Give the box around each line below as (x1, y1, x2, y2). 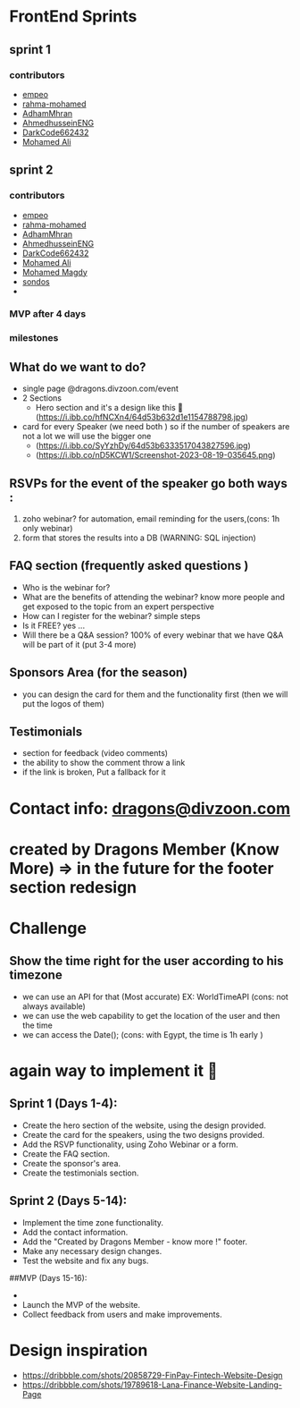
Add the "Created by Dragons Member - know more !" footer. (21, 1236, 248, 1247)
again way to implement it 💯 (9, 1061, 219, 1081)
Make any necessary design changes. (21, 1245, 162, 1256)
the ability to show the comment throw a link (21, 758, 186, 768)
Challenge (9, 919, 87, 938)
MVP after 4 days (9, 308, 87, 320)
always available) (21, 1000, 87, 1012)
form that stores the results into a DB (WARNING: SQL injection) (21, 532, 256, 543)
